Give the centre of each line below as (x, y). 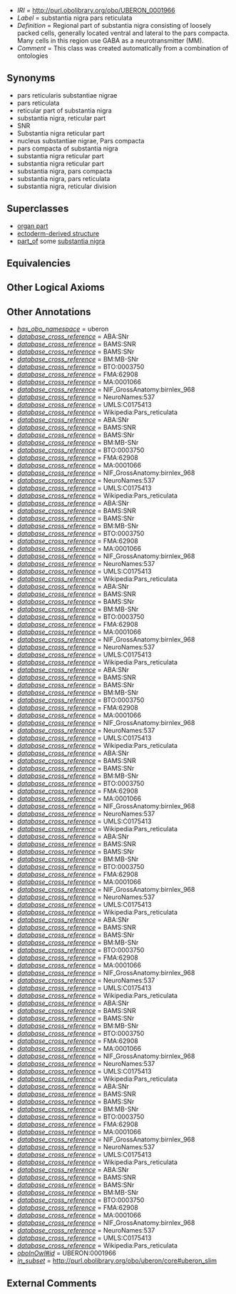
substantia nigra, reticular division (67, 186)
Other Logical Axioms (56, 288)
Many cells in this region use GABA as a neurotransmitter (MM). (110, 41)
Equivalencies (39, 263)
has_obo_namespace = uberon (63, 329)
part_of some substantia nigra (61, 241)
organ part (32, 226)
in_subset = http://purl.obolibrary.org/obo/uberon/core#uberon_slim (117, 1260)
